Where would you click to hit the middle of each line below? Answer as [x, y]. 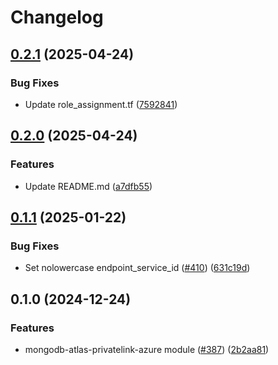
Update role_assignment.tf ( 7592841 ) [101, 104]
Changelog [57, 17]
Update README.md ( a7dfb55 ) [88, 186]
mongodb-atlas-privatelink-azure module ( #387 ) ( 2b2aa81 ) [147, 349]
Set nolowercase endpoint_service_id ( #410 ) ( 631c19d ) [137, 268]
